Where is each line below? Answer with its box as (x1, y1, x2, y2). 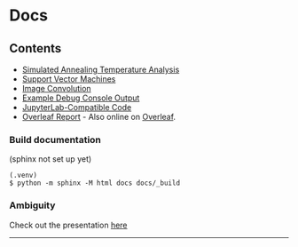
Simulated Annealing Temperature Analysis (21, 64, 180, 75)
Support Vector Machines (21, 74, 116, 84)
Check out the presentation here (9, 219, 128, 230)
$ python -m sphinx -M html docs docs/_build (9, 179, 180, 187)
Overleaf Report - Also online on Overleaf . (21, 112, 176, 122)
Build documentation (9, 133, 102, 146)
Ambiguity (9, 199, 56, 211)
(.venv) (9, 171, 38, 180)
